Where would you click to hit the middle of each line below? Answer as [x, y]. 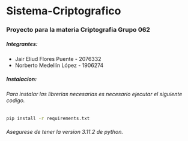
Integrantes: [22, 44]
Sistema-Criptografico [64, 11]
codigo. [16, 100]
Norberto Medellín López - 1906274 [59, 65]
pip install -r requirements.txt [48, 118]
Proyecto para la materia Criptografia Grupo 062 [78, 30]
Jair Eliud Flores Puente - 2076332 [58, 59]
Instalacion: [22, 79]
